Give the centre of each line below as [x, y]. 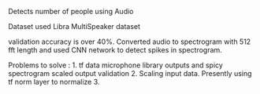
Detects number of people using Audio [71, 11]
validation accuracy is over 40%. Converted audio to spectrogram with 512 [130, 42]
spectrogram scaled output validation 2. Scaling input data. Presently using [130, 73]
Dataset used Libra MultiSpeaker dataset [74, 26]
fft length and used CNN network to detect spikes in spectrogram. [115, 50]
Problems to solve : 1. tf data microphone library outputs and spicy [115, 65]
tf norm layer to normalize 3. [54, 82]
